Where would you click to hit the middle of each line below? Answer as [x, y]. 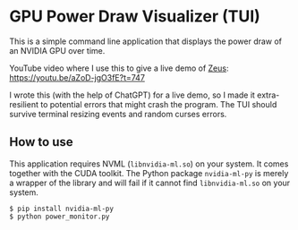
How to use [41, 142]
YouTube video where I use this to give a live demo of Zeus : [119, 68]
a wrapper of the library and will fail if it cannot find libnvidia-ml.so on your [150, 183]
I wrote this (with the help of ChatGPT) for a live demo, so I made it [132, 95]
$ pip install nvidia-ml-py [62, 209]
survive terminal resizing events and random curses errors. [118, 114]
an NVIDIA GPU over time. [57, 50]
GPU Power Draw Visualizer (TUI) [135, 17]
